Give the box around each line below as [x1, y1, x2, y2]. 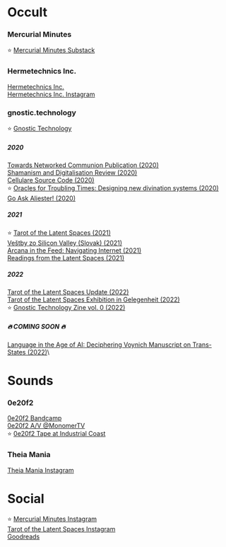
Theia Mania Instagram [7, 466, 74, 474]
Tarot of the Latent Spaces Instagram [7, 524, 116, 533]
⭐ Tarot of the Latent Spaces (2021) [7, 229, 112, 237]
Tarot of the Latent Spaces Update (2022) [7, 287, 129, 296]
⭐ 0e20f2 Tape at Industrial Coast [7, 430, 106, 438]
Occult [7, 4, 48, 21]
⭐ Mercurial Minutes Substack [7, 46, 95, 54]
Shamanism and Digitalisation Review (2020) [7, 168, 138, 177]
